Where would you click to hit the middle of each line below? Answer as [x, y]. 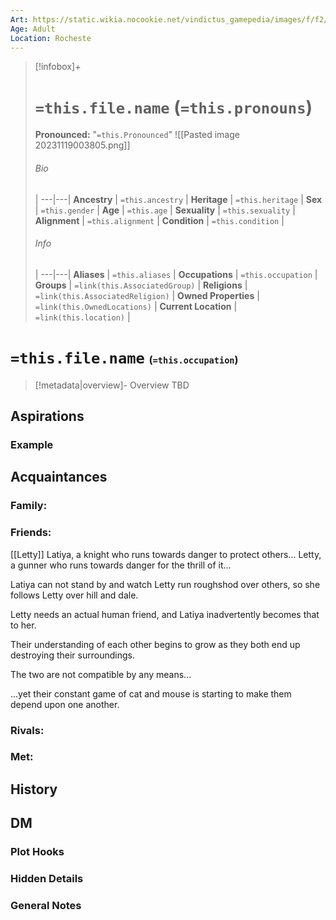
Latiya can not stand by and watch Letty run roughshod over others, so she [165, 584]
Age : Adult [33, 29]
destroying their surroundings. [72, 655]
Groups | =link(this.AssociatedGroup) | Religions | [141, 285]
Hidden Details [47, 879]
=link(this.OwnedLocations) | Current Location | [136, 306]
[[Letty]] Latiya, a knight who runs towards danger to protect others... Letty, [166, 554]
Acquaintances [59, 477]
